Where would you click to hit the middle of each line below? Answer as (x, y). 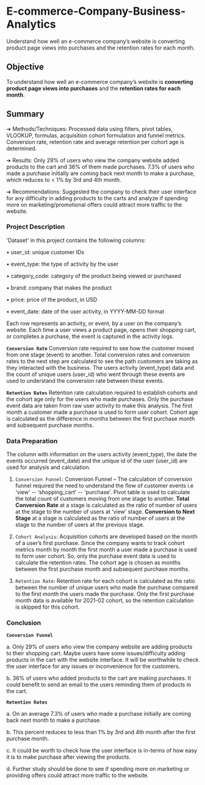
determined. (22, 148)
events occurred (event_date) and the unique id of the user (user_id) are (97, 461)
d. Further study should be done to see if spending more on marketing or (98, 769)
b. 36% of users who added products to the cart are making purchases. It (99, 678)
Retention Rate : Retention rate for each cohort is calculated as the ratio (105, 581)
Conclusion (24, 623)
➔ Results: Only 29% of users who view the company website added (93, 160)
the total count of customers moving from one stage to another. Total (102, 499)
